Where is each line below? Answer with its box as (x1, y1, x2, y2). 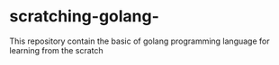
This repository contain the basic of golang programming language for (9, 36, 270, 46)
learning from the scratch (9, 45, 103, 55)
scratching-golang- (9, 6, 160, 27)
